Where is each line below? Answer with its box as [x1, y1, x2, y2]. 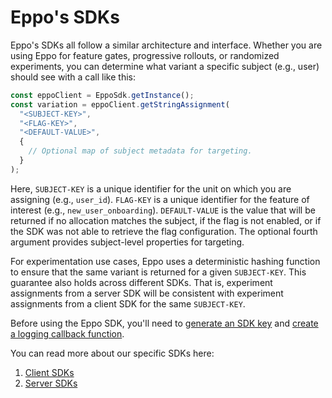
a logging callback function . [10, 327, 125, 340]
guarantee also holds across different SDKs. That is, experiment [10, 276, 273, 288]
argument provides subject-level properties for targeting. [10, 236, 245, 248]
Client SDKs [24, 366, 75, 378]
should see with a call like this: [10, 71, 136, 83]
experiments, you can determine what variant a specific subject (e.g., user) [10, 60, 320, 72]
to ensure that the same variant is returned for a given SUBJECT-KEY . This [10, 266, 307, 278]
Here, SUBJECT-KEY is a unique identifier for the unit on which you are [10, 182, 292, 195]
